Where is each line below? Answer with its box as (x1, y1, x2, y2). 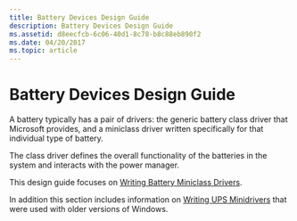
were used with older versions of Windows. (9, 204, 169, 215)
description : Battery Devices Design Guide (9, 21, 174, 30)
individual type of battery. (9, 133, 104, 143)
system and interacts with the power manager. (9, 160, 180, 170)
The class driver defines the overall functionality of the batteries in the (9, 151, 268, 161)
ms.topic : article (9, 46, 78, 55)
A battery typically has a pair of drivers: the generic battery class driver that (9, 114, 288, 125)
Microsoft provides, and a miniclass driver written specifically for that (9, 124, 264, 135)
